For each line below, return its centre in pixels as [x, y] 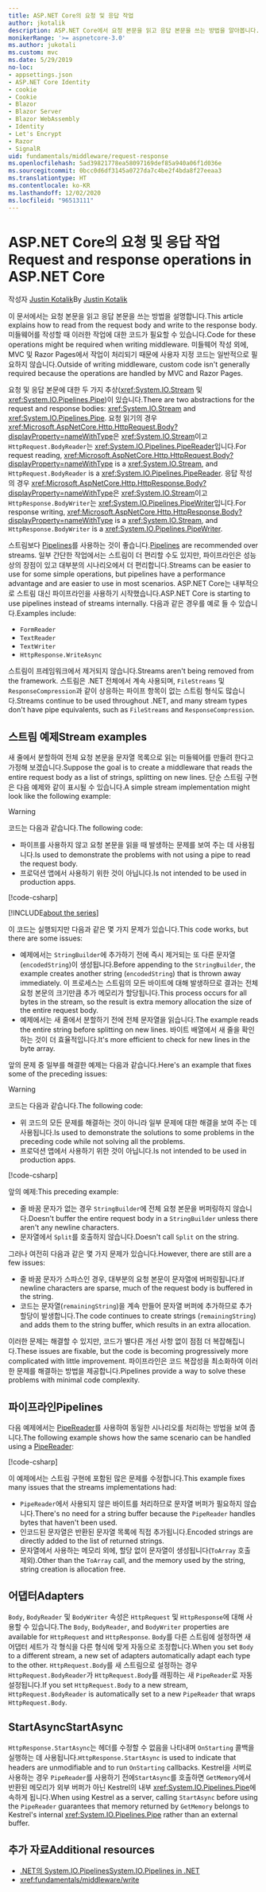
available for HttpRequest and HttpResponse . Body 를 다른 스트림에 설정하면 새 [130, 1636]
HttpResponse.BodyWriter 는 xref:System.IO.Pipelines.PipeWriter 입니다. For [127, 503]
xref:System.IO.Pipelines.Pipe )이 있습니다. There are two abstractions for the [132, 400]
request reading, [35, 456]
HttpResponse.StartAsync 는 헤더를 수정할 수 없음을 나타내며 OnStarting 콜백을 [131, 1747]
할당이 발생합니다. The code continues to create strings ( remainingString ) [138, 1316]
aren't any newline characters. [69, 1227]
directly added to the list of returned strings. [92, 1541]
